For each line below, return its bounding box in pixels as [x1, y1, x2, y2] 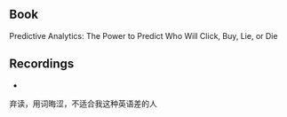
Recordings [9, 57, 75, 72]
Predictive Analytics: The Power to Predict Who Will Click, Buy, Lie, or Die [9, 30, 278, 41]
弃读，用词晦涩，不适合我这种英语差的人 [9, 97, 157, 109]
